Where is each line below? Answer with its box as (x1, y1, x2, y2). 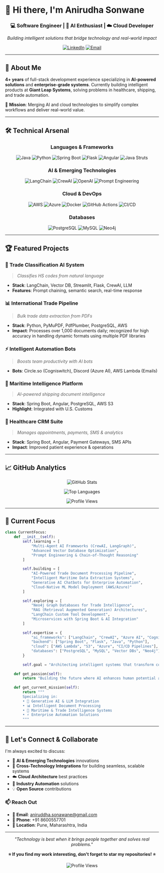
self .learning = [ (22, 539, 60, 544)
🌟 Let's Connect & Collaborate (5, 735, 99, 743)
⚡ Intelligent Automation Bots (5, 345, 76, 352)
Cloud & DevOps (62, 190, 102, 197)
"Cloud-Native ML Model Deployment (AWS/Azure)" (31, 584, 132, 589)
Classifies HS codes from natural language (17, 272, 104, 279)
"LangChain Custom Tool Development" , (31, 612, 110, 617)
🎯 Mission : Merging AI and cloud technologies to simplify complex (5, 102, 139, 107)
